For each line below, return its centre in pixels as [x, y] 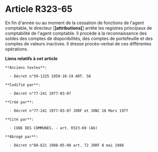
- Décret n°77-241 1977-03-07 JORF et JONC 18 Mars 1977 [69, 111]
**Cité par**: [20, 119]
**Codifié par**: [23, 85]
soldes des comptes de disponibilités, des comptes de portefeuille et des [79, 38]
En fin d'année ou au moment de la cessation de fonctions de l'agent [75, 23]
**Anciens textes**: [26, 68]
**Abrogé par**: [22, 137]
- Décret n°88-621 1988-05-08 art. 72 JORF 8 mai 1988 [67, 145]
